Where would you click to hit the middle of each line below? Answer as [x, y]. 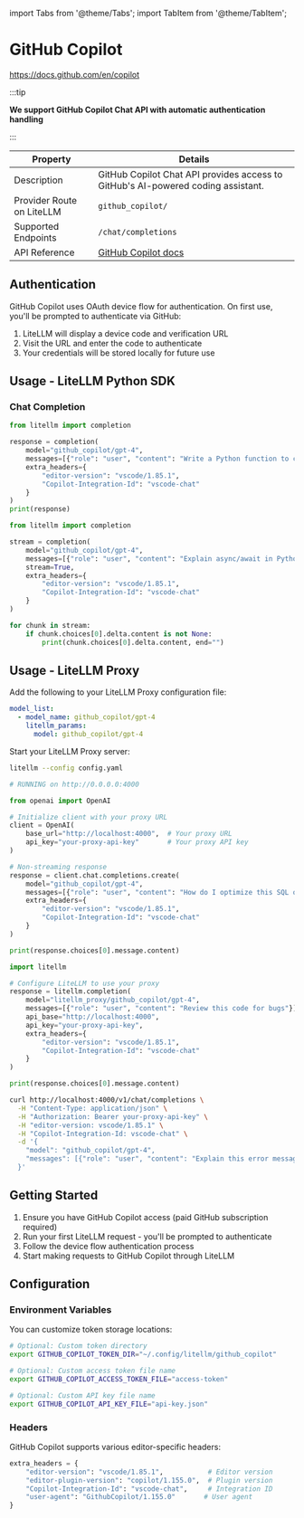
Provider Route [46, 200]
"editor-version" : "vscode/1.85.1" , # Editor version [149, 1472]
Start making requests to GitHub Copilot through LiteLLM [128, 1256]
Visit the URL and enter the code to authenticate [112, 343]
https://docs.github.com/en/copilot [75, 74]
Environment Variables [61, 1309]
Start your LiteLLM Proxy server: [70, 751]
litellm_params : [57, 726]
